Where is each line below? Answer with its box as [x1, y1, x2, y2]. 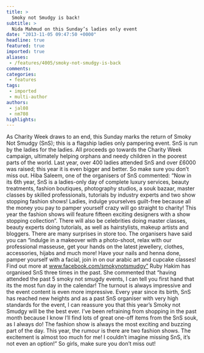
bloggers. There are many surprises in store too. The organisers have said [6, 230, 192, 237]
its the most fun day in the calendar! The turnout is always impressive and [6, 282, 192, 289]
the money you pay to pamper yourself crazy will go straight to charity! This [6, 204, 197, 212]
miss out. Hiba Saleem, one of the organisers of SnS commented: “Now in [6, 172, 192, 180]
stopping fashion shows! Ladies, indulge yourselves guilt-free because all [6, 198, 191, 205]
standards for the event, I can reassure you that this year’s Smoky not [6, 301, 181, 309]
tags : [6, 83, 20, 89]
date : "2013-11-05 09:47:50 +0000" [6, 32, 97, 38]
